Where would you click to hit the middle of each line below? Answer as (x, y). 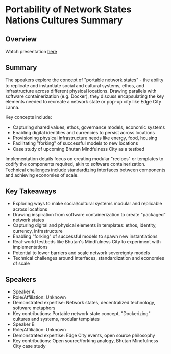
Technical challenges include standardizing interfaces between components (86, 170)
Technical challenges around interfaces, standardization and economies (88, 258)
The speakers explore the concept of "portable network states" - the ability (84, 80)
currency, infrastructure (38, 231)
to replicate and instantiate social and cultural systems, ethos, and (75, 85)
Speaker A (23, 292)
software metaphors (34, 308)
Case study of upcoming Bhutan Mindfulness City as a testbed (78, 149)
